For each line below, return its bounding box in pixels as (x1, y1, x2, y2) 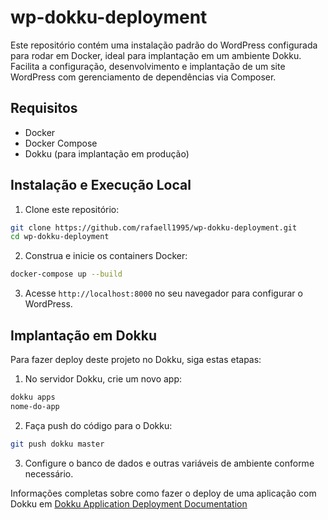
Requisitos (10, 100, 78, 117)
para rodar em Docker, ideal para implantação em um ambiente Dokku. (10, 49, 302, 61)
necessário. (24, 467, 74, 480)
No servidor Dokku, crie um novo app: (24, 373, 182, 385)
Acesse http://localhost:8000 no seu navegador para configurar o (24, 287, 303, 300)
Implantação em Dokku (10, 327, 157, 344)
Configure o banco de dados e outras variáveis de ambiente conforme (24, 457, 315, 469)
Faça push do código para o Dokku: (24, 419, 173, 431)
